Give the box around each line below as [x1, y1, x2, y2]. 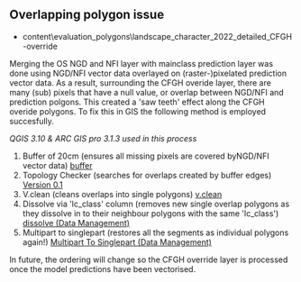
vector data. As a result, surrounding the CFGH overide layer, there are [9, 77, 272, 88]
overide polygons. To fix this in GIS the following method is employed [9, 105, 267, 116]
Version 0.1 [22, 179, 63, 190]
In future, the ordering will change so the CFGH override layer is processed [9, 254, 288, 265]
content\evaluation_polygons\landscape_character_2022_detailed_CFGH [22, 31, 293, 41]
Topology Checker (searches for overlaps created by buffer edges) [22, 169, 272, 180]
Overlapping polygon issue [9, 7, 165, 23]
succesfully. [9, 115, 54, 126]
